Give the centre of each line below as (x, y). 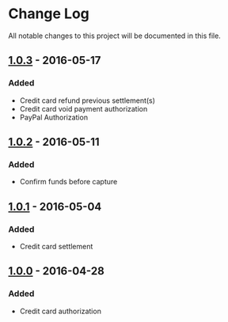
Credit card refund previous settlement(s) (87, 100)
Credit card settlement (56, 246)
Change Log (49, 14)
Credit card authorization (60, 311)
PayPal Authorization (54, 117)
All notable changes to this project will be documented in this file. (115, 36)
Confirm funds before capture (68, 182)
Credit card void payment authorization (84, 108)
